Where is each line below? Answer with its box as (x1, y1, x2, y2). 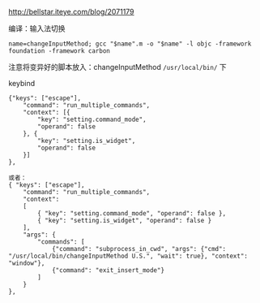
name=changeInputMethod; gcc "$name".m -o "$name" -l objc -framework (8, 40, 252, 48)
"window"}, (8, 259, 45, 267)
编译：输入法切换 (8, 24, 66, 33)
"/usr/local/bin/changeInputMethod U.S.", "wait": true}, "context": (8, 252, 249, 260)
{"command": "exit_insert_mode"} (51, 266, 164, 275)
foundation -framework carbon (8, 47, 111, 55)
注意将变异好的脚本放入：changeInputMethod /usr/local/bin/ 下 (8, 63, 227, 71)
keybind (8, 79, 36, 88)
